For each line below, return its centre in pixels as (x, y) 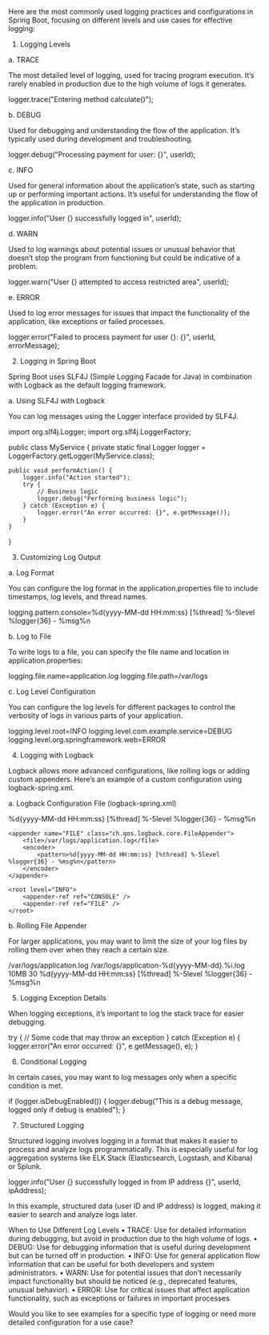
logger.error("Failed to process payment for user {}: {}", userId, (112, 337)
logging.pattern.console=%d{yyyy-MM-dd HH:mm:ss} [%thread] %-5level (132, 612)
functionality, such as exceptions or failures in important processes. (120, 1298)
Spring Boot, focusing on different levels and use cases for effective (120, 20)
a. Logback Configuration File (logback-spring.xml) (92, 803)
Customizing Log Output (60, 557)
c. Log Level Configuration (52, 692)
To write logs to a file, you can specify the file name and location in (119, 652)
